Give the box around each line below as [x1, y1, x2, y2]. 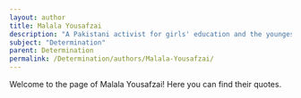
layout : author [9, 12, 66, 22]
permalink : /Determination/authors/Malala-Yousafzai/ [9, 54, 215, 63]
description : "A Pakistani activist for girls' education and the [9, 29, 262, 38]
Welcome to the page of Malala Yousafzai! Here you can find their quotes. [9, 79, 282, 89]
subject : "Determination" [9, 37, 106, 47]
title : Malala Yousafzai [9, 21, 102, 30]
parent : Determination [9, 46, 94, 55]
